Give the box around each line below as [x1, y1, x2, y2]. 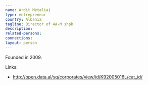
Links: [5, 64, 18, 70]
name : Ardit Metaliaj [5, 7, 51, 13]
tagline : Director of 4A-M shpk [5, 21, 73, 27]
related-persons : [5, 31, 42, 36]
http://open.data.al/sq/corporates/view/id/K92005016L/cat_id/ [12, 74, 143, 80]
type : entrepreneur [5, 12, 46, 17]
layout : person [5, 40, 37, 46]
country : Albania [5, 17, 42, 22]
